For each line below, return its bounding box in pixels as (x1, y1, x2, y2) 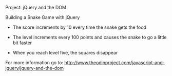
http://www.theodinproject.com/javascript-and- (64, 60, 165, 66)
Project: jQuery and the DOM (5, 5, 67, 10)
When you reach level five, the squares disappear (12, 50, 118, 55)
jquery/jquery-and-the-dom (5, 65, 64, 71)
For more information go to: (5, 60, 63, 66)
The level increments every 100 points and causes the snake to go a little (12, 34, 167, 40)
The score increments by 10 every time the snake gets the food (12, 24, 146, 30)
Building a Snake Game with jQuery (5, 14, 80, 20)
